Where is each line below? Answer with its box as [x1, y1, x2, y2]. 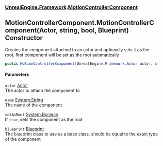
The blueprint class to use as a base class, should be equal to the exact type [5, 131, 158, 137]
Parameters [5, 72, 29, 77]
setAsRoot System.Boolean [5, 111, 59, 117]
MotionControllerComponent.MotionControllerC [5, 19, 154, 27]
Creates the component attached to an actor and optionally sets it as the [5, 46, 150, 52]
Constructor [5, 34, 43, 42]
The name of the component [5, 102, 62, 108]
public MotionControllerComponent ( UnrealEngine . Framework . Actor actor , [5, 61, 153, 66]
